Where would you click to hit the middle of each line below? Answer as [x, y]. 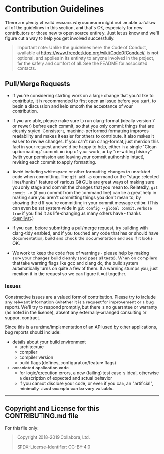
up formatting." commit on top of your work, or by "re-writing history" [82, 151]
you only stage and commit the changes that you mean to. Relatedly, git [85, 187]
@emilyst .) [23, 218]
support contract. [23, 318]
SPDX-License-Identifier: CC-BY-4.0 [54, 447]
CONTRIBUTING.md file [42, 416]
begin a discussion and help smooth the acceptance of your [72, 106]
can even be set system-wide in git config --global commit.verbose [82, 208]
